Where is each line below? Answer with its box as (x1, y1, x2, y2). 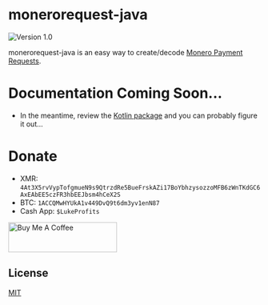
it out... (19, 118, 44, 129)
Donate (8, 147, 58, 166)
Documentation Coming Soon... (8, 84, 222, 102)
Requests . (8, 56, 42, 66)
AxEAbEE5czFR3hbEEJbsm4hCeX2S (19, 191, 122, 199)
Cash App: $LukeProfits (19, 206, 100, 215)
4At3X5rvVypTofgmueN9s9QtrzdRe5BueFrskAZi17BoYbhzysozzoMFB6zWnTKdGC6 (19, 183, 261, 191)
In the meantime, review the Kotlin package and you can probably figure (19, 110, 258, 120)
